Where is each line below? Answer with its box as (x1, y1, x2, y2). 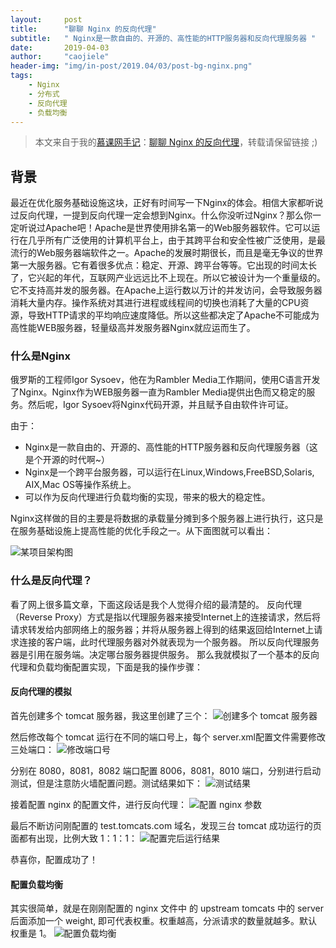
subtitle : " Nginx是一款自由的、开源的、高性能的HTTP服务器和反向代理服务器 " (10, 33, 317, 43)
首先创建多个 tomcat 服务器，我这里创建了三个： (10, 709, 211, 721)
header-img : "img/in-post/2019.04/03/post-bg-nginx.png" (10, 61, 253, 71)
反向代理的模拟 (10, 686, 72, 698)
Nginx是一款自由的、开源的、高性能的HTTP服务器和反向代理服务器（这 (24, 441, 318, 453)
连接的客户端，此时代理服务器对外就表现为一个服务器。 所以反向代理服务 (18, 636, 320, 648)
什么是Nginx (10, 349, 71, 363)
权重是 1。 (10, 927, 52, 940)
